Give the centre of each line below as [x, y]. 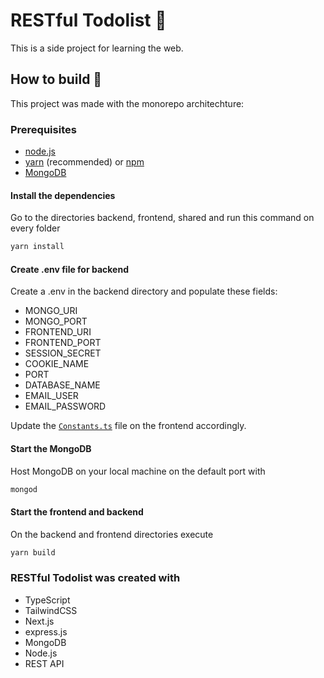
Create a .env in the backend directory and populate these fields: [144, 291]
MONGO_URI [51, 311]
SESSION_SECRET [63, 353]
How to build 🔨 [56, 79]
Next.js [39, 621]
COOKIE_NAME [57, 364]
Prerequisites [43, 129]
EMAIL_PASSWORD [65, 406]
